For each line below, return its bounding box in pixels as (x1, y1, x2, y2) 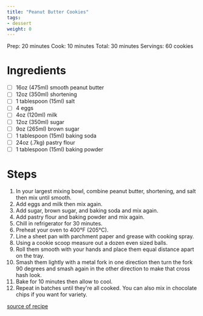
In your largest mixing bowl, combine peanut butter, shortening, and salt (15, 187, 196, 194)
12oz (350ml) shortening (15, 91, 78, 98)
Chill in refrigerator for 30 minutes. (15, 219, 103, 227)
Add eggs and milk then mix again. (15, 200, 103, 207)
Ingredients (7, 64, 66, 78)
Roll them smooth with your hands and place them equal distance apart (15, 246, 194, 253)
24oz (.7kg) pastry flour (15, 139, 75, 146)
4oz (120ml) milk (15, 111, 58, 118)
